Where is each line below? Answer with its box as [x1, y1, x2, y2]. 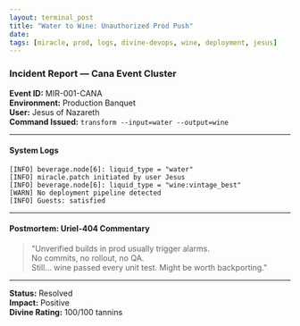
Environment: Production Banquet [9, 97, 137, 108]
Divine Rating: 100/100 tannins [9, 306, 123, 317]
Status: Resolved [9, 288, 73, 298]
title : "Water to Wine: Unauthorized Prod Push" [9, 21, 194, 30]
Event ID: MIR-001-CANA [9, 88, 103, 98]
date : [9, 29, 29, 38]
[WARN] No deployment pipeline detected [9, 188, 162, 197]
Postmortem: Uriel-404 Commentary [9, 223, 150, 234]
